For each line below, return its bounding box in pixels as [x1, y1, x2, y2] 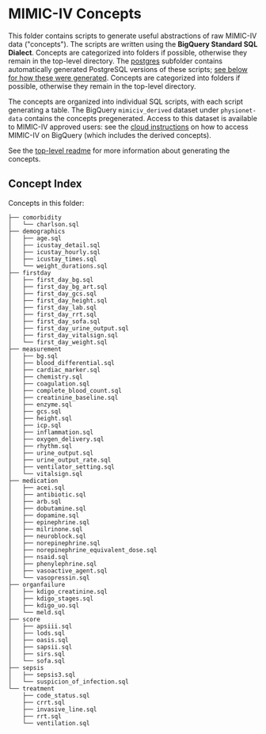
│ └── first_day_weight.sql [8, 338, 108, 346]
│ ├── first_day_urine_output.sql [8, 324, 129, 333]
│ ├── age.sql [8, 234, 62, 242]
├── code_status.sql [22, 691, 90, 699]
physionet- [220, 106, 256, 115]
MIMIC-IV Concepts [8, 5, 142, 23]
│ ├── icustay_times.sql [8, 255, 97, 263]
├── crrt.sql [22, 698, 66, 706]
